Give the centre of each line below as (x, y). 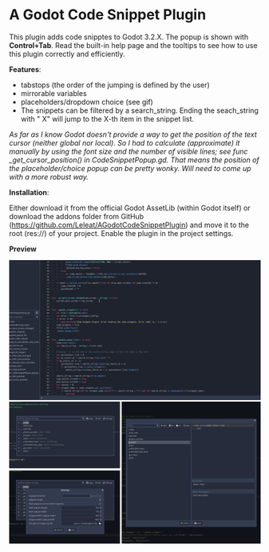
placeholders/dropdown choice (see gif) (87, 102)
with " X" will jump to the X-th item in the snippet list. (107, 118)
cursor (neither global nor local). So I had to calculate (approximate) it (125, 142)
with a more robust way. (49, 177)
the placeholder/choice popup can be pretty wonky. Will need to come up (130, 168)
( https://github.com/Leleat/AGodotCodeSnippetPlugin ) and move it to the (129, 225)
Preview (23, 249)
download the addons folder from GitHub (77, 216)
